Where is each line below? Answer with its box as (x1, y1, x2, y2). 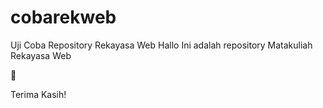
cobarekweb (10, 6, 117, 29)
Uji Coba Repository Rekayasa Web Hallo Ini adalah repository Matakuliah (10, 39, 313, 51)
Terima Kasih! (10, 88, 67, 100)
